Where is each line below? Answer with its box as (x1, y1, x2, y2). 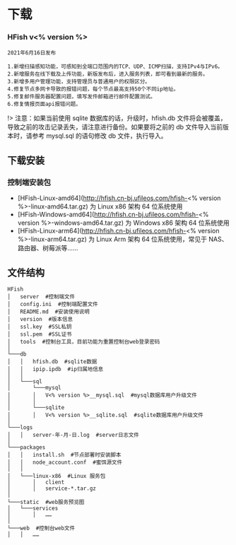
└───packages (7, 443, 46, 451)
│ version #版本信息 (7, 315, 73, 322)
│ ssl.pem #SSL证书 (7, 330, 72, 338)
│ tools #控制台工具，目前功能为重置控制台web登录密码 (7, 338, 160, 345)
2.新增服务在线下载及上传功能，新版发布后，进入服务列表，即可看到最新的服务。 (7, 71, 208, 78)
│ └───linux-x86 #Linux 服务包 (7, 472, 106, 479)
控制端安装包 (7, 177, 52, 187)
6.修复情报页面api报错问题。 (7, 100, 81, 108)
